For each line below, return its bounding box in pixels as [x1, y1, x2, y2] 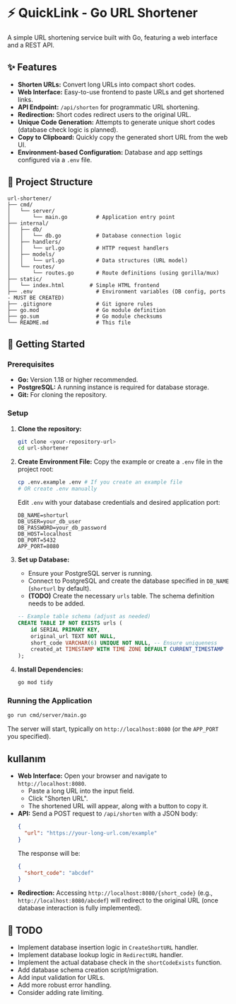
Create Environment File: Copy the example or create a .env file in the [17, 457, 223, 466]
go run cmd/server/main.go [7, 712, 87, 719]
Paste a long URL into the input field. [28, 787, 135, 796]
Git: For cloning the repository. [17, 391, 107, 399]
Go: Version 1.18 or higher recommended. [17, 376, 138, 384]
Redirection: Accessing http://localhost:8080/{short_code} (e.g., [17, 888, 213, 897]
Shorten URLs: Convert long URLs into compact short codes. [17, 80, 196, 89]
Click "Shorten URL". [28, 794, 88, 803]
